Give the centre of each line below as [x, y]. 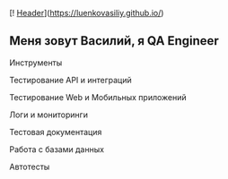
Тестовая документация [56, 132]
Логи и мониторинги [48, 115]
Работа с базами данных [57, 149]
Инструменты [36, 63]
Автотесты [30, 166]
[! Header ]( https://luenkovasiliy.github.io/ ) [87, 13]
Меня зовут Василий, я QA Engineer [114, 41]
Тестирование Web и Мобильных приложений [98, 97]
